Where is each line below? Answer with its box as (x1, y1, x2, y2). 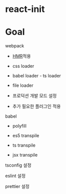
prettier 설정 (5, 184, 30, 190)
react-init (5, 3, 45, 15)
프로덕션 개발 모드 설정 (12, 93, 57, 99)
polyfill (12, 123, 26, 129)
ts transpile (12, 142, 36, 148)
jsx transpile (12, 152, 38, 158)
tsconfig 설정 (5, 162, 31, 168)
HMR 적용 (12, 53, 31, 59)
